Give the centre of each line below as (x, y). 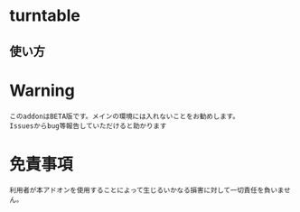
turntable (45, 16)
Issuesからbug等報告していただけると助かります (88, 126)
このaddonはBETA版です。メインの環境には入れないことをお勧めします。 (124, 116)
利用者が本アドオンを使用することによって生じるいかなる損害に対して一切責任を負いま (147, 190)
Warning (42, 90)
